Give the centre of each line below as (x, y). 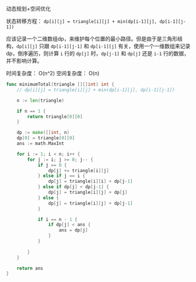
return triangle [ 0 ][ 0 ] (55, 116)
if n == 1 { (31, 111)
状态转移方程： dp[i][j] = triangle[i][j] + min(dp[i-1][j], (82, 21)
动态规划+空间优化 (29, 9)
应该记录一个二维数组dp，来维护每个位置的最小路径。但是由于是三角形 (92, 39)
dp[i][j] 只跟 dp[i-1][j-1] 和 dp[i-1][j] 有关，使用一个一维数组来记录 (104, 46)
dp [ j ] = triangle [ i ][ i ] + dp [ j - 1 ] (90, 182)
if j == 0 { (52, 165)
